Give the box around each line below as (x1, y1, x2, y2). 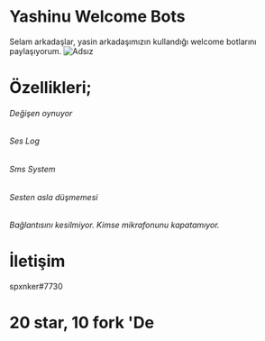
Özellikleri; (9, 78, 92, 98)
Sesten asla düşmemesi (9, 191, 98, 202)
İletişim (9, 251, 66, 272)
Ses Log (9, 135, 41, 146)
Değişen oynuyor (9, 107, 73, 118)
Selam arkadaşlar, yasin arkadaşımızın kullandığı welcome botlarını (9, 36, 257, 47)
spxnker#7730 (9, 281, 63, 292)
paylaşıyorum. (9, 45, 62, 56)
